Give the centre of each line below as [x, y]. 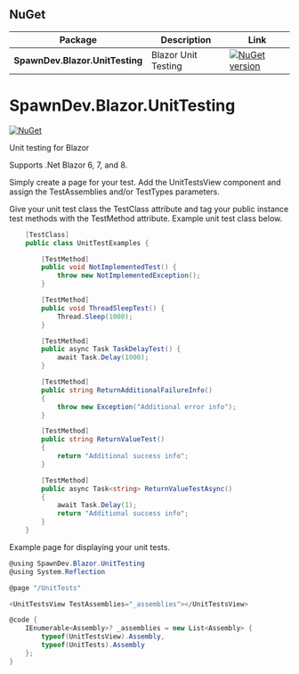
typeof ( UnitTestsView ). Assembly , [103, 637]
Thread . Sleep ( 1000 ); [95, 316]
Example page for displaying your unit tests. [90, 547]
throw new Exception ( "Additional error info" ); [147, 407]
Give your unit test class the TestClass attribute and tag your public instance [149, 209]
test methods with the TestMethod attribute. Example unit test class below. [146, 218]
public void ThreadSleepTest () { [103, 308]
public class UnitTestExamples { [87, 243]
